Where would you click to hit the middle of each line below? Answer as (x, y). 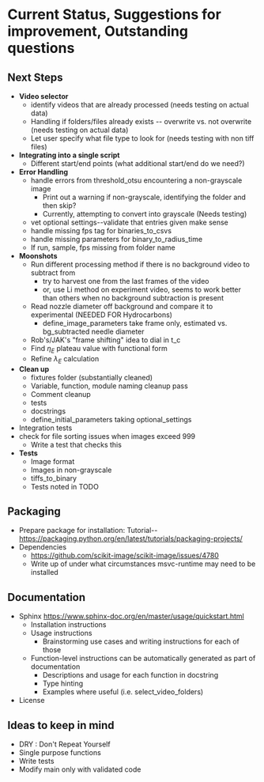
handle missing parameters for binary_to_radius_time (117, 239)
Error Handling (43, 172)
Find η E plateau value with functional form (99, 349)
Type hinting (63, 684)
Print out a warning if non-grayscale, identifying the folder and (144, 197)
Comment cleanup (61, 394)
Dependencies (43, 547)
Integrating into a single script (69, 155)
